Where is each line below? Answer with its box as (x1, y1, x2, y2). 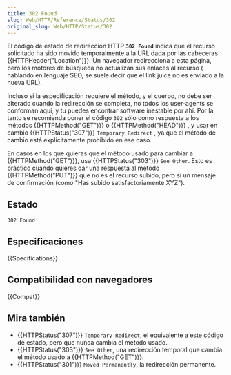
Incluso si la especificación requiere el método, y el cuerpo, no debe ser (7, 92, 212, 100)
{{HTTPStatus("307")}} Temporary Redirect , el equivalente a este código (17, 331, 224, 339)
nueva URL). (7, 79, 43, 87)
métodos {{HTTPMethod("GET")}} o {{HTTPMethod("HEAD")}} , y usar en (7, 122, 218, 130)
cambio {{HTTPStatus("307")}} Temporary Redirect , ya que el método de (7, 128, 216, 137)
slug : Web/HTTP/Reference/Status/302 (7, 17, 116, 23)
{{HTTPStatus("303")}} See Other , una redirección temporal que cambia (17, 345, 223, 354)
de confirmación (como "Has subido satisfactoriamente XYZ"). (7, 179, 185, 187)
